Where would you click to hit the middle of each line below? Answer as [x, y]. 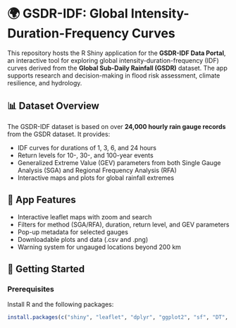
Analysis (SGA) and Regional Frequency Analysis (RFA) [97, 170]
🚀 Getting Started [46, 269]
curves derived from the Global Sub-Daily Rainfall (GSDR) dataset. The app [117, 68]
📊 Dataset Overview [54, 106]
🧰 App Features [42, 200]
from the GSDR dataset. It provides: [59, 134]
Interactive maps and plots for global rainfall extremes [96, 178]
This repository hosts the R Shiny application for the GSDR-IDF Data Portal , [117, 53]
